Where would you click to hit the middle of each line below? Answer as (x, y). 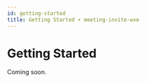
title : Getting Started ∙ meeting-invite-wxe (73, 20)
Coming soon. (27, 72)
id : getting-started (37, 13)
